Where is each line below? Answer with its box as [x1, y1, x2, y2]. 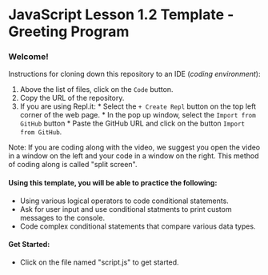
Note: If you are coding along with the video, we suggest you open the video [8, 142, 261, 153]
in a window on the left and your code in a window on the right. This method [8, 151, 259, 161]
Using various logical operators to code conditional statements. [19, 196, 230, 205]
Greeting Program [8, 22, 130, 41]
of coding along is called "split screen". [8, 160, 138, 169]
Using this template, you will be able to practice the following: [8, 178, 218, 188]
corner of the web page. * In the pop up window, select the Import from [19, 110, 256, 120]
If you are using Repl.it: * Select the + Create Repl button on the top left [19, 102, 257, 111]
